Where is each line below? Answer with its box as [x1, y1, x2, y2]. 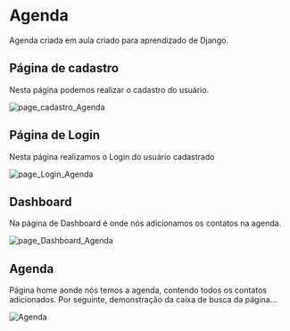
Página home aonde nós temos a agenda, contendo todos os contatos [9, 285, 268, 295]
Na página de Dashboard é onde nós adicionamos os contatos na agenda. [9, 218, 282, 228]
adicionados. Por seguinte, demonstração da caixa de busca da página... [9, 294, 278, 305]
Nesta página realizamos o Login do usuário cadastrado [9, 151, 215, 161]
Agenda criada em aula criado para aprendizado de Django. [9, 35, 229, 46]
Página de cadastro [9, 61, 120, 76]
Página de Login [9, 128, 101, 143]
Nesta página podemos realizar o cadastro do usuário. [9, 84, 210, 95]
